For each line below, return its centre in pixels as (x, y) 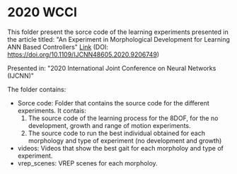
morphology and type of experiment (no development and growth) (125, 140)
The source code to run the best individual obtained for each (116, 133)
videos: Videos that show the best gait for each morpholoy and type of (121, 148)
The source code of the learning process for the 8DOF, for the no (123, 118)
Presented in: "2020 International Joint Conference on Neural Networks (112, 68)
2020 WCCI (42, 12)
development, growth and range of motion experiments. (109, 125)
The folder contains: (37, 89)
